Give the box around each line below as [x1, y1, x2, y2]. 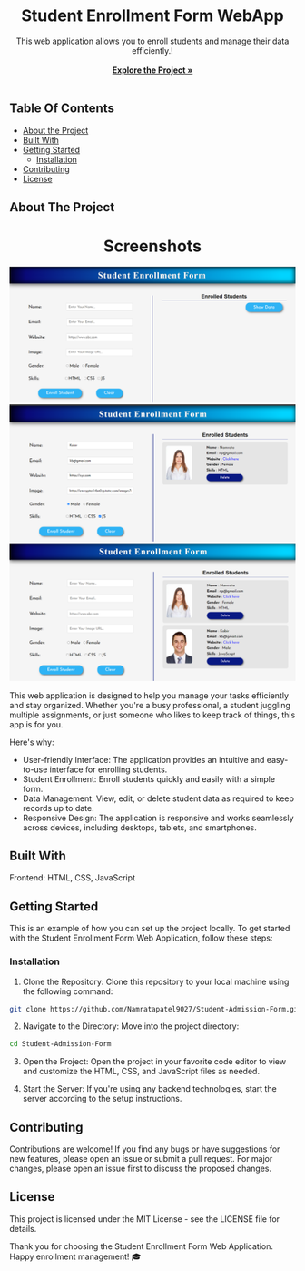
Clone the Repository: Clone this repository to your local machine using [22, 976, 290, 987]
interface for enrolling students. [49, 764, 168, 775]
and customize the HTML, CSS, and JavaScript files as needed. [22, 1066, 261, 1077]
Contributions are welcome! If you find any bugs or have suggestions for [9, 1144, 280, 1154]
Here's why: [9, 737, 54, 747]
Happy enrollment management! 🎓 [9, 1251, 142, 1262]
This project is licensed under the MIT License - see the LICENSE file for [9, 1213, 280, 1225]
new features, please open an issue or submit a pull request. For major [9, 1154, 273, 1164]
